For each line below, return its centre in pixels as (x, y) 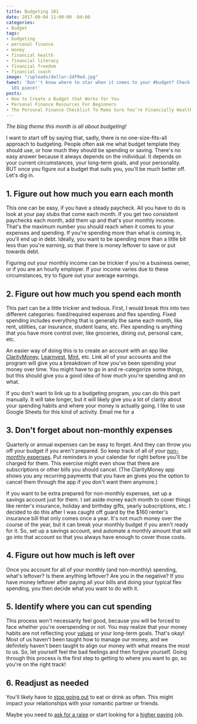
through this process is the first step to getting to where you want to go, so (96, 658)
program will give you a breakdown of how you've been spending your (91, 363)
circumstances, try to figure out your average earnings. (73, 275)
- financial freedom (31, 66)
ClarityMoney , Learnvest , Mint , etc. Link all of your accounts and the (89, 357)
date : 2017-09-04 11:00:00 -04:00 (48, 17)
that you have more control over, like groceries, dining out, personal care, (94, 333)
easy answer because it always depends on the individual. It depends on (94, 157)
